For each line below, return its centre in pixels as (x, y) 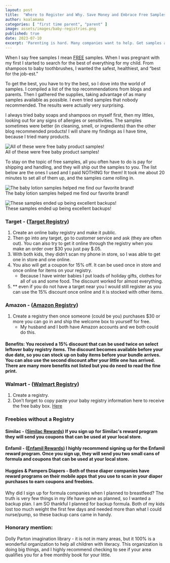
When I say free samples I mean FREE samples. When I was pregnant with (82, 57)
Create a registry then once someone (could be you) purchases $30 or (86, 316)
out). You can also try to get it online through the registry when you (82, 243)
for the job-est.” (22, 74)
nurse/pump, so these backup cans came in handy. (59, 514)
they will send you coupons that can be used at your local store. (74, 436)
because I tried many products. (38, 136)
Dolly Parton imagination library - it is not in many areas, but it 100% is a (80, 539)
